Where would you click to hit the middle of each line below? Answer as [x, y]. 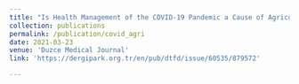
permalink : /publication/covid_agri [77, 34]
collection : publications [57, 26]
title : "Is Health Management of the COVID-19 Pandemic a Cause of [137, 17]
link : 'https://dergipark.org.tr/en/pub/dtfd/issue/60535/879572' [135, 58]
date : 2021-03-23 [41, 42]
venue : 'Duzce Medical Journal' [69, 50]
